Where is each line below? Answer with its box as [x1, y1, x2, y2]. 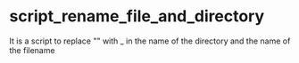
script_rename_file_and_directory [9, 6, 265, 27]
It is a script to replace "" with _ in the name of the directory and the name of [9, 35, 291, 46]
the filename [9, 44, 55, 55]
